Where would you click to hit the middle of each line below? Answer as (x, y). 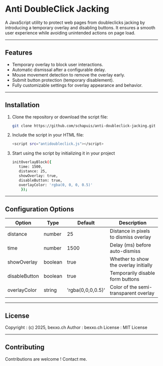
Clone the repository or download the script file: (60, 117)
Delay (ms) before (130, 245)
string (50, 290)
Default (86, 223)
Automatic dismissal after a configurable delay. (59, 70)
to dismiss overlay (130, 237)
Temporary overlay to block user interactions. (57, 64)
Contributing (25, 347)
